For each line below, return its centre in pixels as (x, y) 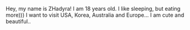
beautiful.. (18, 21)
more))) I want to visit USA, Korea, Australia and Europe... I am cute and (95, 15)
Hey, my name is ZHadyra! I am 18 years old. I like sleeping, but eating (93, 9)
